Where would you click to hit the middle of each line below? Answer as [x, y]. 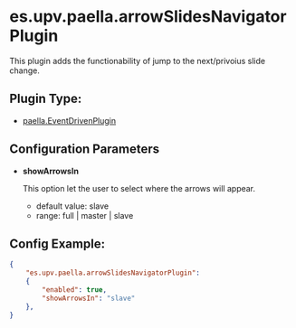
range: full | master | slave [85, 215]
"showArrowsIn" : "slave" [89, 298]
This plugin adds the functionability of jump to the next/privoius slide [137, 61]
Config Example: [57, 244]
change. [25, 70]
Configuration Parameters [85, 150]
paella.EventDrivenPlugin [69, 120]
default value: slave [72, 206]
